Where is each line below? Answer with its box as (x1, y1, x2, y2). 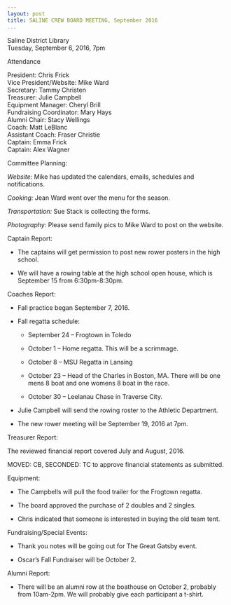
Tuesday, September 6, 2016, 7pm (7, 43, 106, 52)
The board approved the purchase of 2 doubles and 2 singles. (17, 501, 197, 509)
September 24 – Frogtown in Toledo (27, 330, 132, 339)
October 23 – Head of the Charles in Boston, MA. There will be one (27, 371, 221, 379)
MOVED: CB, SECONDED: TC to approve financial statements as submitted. (7, 460, 224, 468)
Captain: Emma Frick (7, 137, 67, 146)
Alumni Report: (7, 569, 50, 577)
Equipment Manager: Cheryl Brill (7, 100, 101, 109)
